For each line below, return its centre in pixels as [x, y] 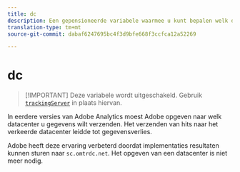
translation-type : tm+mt [44, 27]
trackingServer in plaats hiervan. [74, 103]
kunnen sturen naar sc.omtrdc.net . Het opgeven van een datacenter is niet [117, 153]
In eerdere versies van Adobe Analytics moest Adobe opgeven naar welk [115, 117]
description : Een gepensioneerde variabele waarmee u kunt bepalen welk [118, 21]
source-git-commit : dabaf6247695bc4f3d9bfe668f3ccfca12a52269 [102, 34]
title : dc [22, 14]
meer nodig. [25, 161]
